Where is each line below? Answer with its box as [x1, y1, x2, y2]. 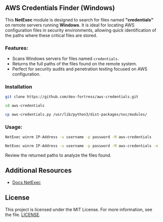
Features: [5, 44, 28, 51]
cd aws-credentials [5, 103, 45, 108]
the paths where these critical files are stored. [5, 32, 98, 38]
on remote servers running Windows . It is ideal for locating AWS [5, 22, 135, 28]
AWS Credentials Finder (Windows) [5, 4, 115, 12]
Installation [5, 83, 33, 90]
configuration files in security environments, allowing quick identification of [5, 27, 157, 33]
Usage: [5, 123, 23, 130]
